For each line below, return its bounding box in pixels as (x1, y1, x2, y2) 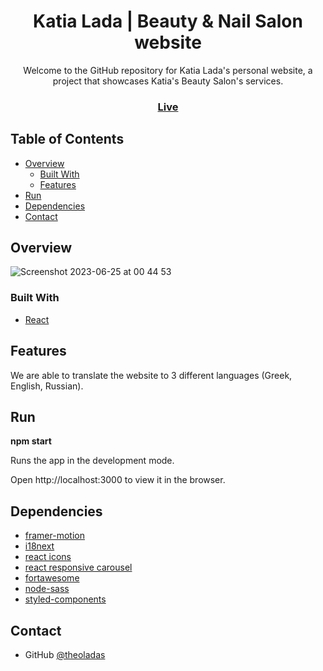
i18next (24, 540, 55, 552)
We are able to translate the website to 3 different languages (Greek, (10, 369, 293, 381)
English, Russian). (10, 380, 84, 392)
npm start (10, 435, 52, 447)
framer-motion (24, 530, 85, 542)
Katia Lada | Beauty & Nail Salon (33, 10, 303, 33)
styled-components (24, 593, 107, 605)
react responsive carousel (24, 561, 133, 574)
